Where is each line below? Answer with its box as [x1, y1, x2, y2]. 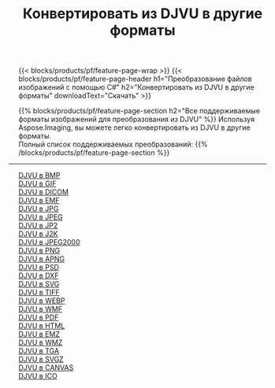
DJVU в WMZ [18, 338, 63, 347]
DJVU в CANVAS [18, 363, 74, 372]
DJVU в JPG [18, 204, 59, 213]
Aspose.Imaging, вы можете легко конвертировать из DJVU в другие [18, 123, 251, 132]
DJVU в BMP [18, 171, 61, 180]
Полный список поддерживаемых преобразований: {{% [18, 139, 209, 150]
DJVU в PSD [18, 263, 59, 272]
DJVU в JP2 [18, 221, 58, 231]
